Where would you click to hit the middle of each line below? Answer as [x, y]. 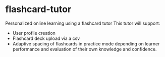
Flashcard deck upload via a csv [46, 38]
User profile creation [34, 33]
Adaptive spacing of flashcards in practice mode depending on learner [86, 43]
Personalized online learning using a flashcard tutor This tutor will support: [83, 23]
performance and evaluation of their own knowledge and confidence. [85, 49]
